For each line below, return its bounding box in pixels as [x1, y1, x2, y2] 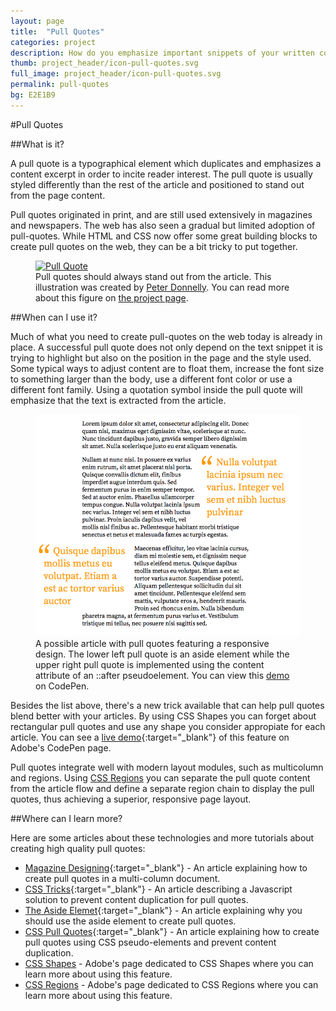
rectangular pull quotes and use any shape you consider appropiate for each [10, 721, 326, 733]
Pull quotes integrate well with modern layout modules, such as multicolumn [10, 761, 324, 774]
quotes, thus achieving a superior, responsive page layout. [10, 793, 252, 805]
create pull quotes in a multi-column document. [24, 873, 221, 885]
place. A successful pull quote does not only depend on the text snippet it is [10, 341, 323, 353]
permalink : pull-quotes [10, 80, 110, 90]
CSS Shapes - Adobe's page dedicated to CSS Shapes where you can [24, 958, 314, 970]
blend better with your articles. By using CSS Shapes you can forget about [10, 710, 317, 722]
